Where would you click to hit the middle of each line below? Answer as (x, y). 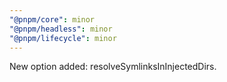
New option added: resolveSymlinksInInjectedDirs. (113, 67)
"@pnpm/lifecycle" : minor (63, 38)
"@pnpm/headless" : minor (61, 29)
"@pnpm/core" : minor (52, 19)
